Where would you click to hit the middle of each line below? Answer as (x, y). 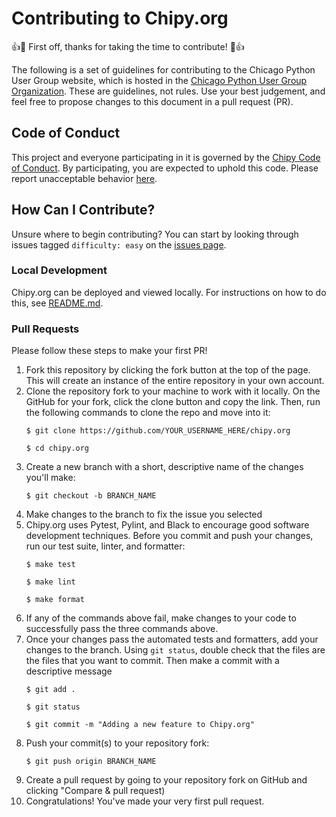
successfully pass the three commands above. (122, 629)
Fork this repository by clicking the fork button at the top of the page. (168, 370)
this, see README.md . (57, 303)
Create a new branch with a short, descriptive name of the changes (164, 467)
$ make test (50, 565)
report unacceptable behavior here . (84, 178)
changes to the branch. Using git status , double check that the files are (175, 650)
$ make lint (50, 582)
